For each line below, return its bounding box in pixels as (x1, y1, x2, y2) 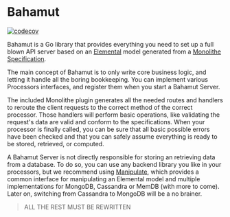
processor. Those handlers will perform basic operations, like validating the (7, 111, 220, 119)
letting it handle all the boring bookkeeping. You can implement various (7, 75, 208, 83)
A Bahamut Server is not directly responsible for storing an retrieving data (7, 152, 216, 161)
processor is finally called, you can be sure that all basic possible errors (7, 125, 211, 133)
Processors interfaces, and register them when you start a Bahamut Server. (7, 82, 220, 91)
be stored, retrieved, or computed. (7, 139, 104, 148)
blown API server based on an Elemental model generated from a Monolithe (7, 47, 222, 56)
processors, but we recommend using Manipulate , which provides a (7, 168, 199, 176)
